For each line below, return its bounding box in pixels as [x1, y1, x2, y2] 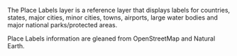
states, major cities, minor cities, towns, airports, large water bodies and [7, 13, 219, 22]
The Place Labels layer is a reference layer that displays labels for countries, [7, 6, 231, 14]
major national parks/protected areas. [7, 21, 118, 29]
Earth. [7, 42, 25, 50]
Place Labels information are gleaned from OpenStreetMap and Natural [7, 34, 216, 43]
